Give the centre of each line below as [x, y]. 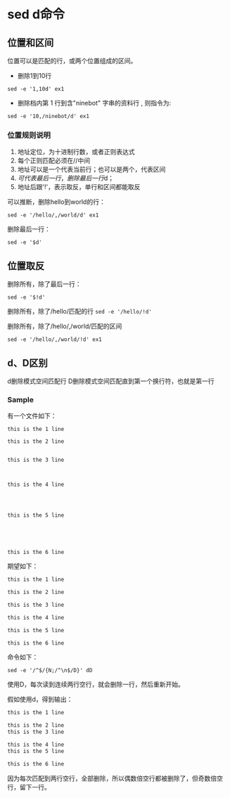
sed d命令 [36, 14]
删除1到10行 [34, 76]
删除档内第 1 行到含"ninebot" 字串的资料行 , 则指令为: [94, 103]
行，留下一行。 [29, 787]
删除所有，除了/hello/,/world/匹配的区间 [65, 326]
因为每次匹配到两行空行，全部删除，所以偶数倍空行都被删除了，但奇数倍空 [115, 778]
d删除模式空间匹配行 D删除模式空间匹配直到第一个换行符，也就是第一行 [111, 381]
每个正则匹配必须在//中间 [53, 161]
